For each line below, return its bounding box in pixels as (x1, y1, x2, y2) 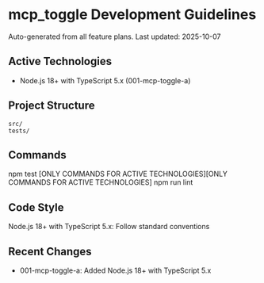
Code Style (8, 201, 64, 214)
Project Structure (8, 99, 95, 113)
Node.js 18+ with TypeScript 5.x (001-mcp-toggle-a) (19, 75, 191, 85)
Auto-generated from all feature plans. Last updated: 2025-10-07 (8, 32, 221, 41)
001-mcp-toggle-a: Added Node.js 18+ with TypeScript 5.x (19, 266, 212, 275)
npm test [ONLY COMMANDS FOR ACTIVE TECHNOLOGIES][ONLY (8, 169, 228, 179)
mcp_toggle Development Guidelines (8, 6, 257, 24)
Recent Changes (8, 244, 93, 258)
